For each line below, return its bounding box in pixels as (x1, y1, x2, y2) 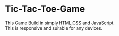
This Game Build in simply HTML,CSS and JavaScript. (5, 20, 115, 26)
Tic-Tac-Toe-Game (5, 3, 85, 15)
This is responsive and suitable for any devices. (5, 25, 103, 31)
